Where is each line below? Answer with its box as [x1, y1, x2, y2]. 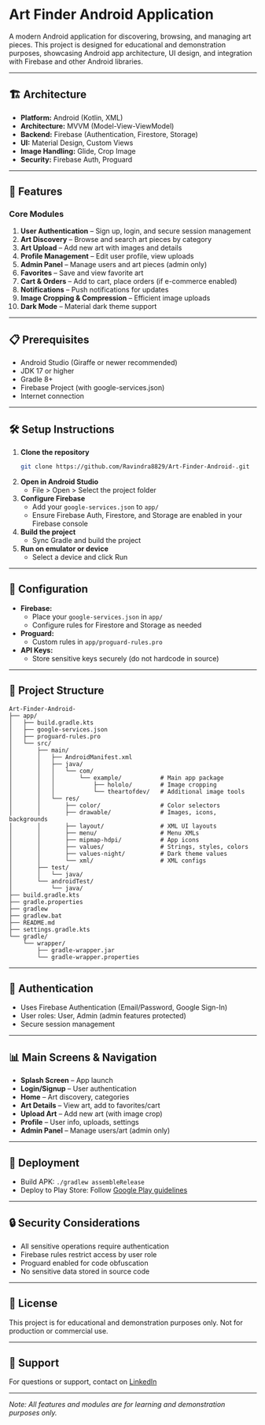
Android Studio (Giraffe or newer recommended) [20, 358, 178, 367]
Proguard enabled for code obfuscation [20, 1258, 149, 1267]
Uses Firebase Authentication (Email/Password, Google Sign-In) [20, 1003, 228, 1012]
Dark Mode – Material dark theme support [20, 302, 157, 311]
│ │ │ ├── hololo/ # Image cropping [9, 780, 217, 789]
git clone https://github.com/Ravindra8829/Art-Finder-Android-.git [20, 463, 250, 471]
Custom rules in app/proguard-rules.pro [31, 637, 164, 646]
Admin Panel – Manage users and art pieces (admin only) [20, 260, 208, 270]
